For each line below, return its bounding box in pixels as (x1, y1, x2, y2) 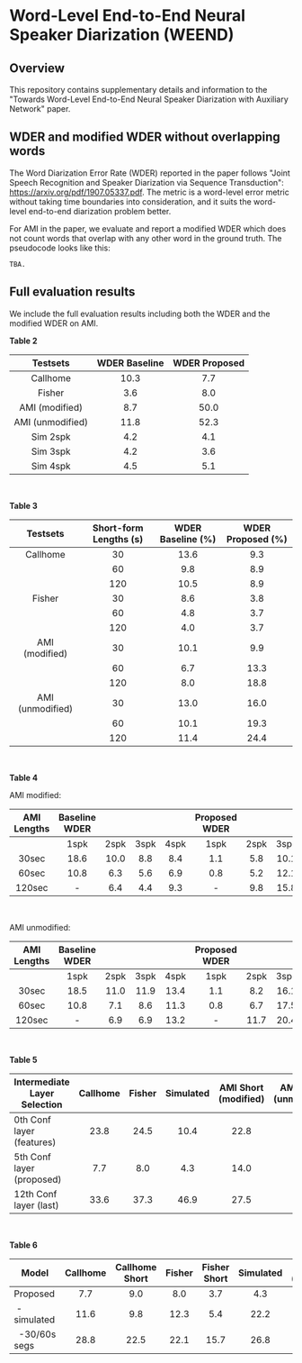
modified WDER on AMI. (9, 317, 99, 329)
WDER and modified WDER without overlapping (9, 130, 280, 145)
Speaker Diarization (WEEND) (9, 24, 235, 45)
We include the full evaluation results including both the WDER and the (9, 308, 271, 319)
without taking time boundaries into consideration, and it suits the (9, 195, 252, 207)
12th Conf (13, 1187, 58, 1200)
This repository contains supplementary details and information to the (9, 85, 268, 95)
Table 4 (9, 772, 39, 783)
